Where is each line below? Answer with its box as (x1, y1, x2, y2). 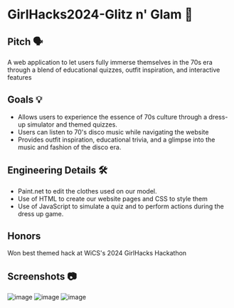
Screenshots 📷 (7, 270, 77, 282)
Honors (7, 230, 41, 243)
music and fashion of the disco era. (17, 142, 122, 152)
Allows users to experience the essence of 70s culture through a (17, 112, 208, 121)
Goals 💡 (7, 94, 43, 106)
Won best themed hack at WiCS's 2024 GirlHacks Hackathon (7, 249, 187, 257)
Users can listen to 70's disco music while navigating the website (17, 127, 209, 136)
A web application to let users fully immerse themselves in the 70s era (7, 58, 213, 66)
